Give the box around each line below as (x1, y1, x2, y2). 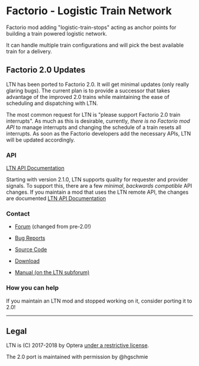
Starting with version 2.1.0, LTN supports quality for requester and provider (6, 176, 188, 183)
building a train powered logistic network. (6, 30, 108, 37)
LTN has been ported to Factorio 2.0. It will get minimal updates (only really (6, 81, 190, 88)
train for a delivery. (6, 47, 52, 54)
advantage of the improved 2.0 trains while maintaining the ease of (6, 93, 170, 100)
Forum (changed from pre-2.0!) (14, 223, 92, 230)
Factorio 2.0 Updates (6, 65, 86, 75)
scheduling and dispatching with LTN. (6, 99, 98, 107)
